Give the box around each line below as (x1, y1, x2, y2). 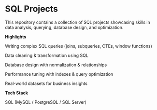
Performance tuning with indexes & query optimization (5, 71, 114, 77)
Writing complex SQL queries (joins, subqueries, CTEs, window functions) (5, 43, 152, 49)
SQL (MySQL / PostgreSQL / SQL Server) (5, 99, 87, 105)
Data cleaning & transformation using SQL (5, 52, 88, 58)
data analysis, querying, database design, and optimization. (5, 24, 124, 30)
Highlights (5, 34, 27, 40)
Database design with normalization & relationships (5, 62, 107, 68)
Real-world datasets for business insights (5, 81, 88, 86)
